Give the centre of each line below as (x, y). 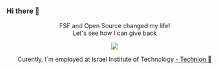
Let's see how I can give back (115, 33)
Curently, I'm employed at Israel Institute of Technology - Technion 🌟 (115, 59)
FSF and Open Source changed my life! (115, 26)
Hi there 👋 (23, 11)
